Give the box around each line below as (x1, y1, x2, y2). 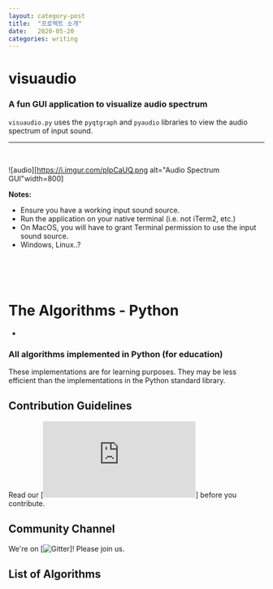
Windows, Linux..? (19, 239, 81, 249)
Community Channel (8, 522, 115, 536)
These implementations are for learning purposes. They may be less (8, 367, 237, 377)
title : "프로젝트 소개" (8, 20, 83, 28)
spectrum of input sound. (8, 125, 93, 135)
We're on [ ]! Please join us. (8, 543, 125, 553)
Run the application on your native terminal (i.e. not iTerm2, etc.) (19, 213, 236, 224)
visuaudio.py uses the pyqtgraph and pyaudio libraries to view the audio (8, 117, 248, 127)
